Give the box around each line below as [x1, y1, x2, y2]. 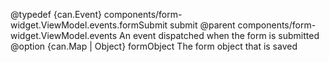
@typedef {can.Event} [10, 9, 102, 20]
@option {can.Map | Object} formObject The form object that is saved [10, 40, 298, 52]
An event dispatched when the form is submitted [119, 30, 320, 41]
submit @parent [169, 19, 236, 31]
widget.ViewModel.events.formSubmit [10, 19, 168, 31]
